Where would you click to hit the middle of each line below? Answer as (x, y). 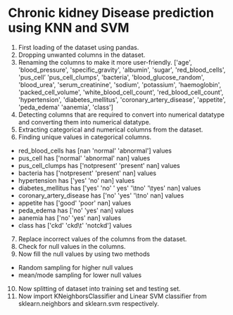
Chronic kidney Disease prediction (111, 13)
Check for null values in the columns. (72, 246)
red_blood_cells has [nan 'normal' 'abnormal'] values (95, 150)
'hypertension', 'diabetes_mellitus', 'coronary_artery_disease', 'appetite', (122, 99)
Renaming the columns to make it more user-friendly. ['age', (105, 62)
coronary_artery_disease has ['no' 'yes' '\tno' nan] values (101, 195)
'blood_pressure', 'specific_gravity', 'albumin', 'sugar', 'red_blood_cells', (122, 70)
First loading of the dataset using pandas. (78, 47)
